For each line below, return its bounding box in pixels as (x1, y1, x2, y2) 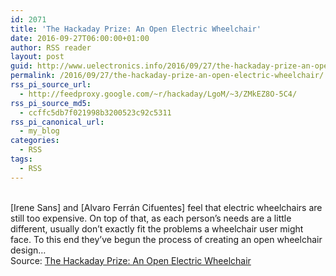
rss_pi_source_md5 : (10, 98, 92, 108)
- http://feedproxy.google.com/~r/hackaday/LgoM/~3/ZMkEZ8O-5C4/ (19, 89, 298, 99)
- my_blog (19, 126, 60, 136)
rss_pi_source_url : (10, 80, 92, 90)
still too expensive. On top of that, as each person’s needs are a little (10, 212, 292, 224)
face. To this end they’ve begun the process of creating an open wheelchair (10, 233, 323, 245)
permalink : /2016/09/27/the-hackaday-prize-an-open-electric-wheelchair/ (10, 71, 325, 81)
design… (10, 244, 47, 256)
